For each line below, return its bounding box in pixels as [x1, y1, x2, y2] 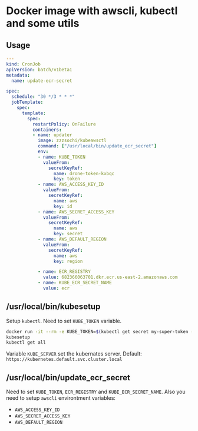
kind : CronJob [6, 61, 41, 67]
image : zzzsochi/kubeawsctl [37, 137, 107, 144]
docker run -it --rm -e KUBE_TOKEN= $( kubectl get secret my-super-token [6, 328, 189, 334]
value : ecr [43, 285, 70, 291]
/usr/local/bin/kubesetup [6, 302, 101, 312]
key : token [53, 176, 81, 182]
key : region [53, 258, 83, 264]
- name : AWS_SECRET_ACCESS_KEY [37, 209, 115, 215]
